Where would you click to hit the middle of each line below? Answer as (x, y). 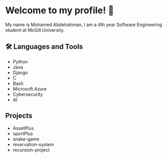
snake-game (26, 139)
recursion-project (31, 150)
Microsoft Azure (30, 88)
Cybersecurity (28, 94)
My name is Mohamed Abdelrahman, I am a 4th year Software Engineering (84, 25)
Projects (19, 116)
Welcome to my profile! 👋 (60, 10)
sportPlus (23, 133)
